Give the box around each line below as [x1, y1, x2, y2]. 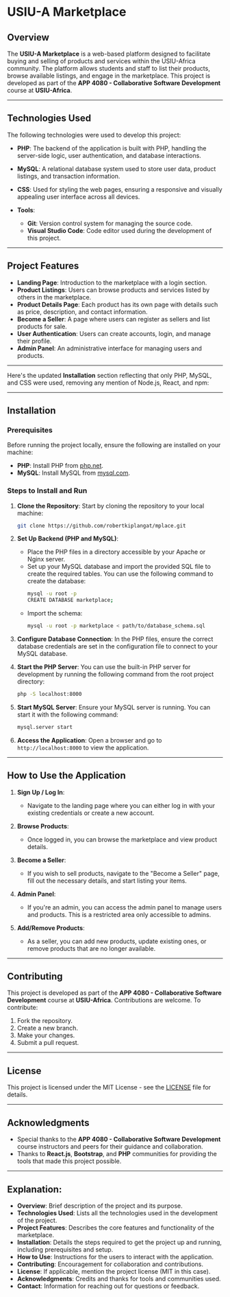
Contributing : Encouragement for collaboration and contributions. [16, 1260, 204, 1268]
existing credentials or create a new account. [27, 809, 155, 817]
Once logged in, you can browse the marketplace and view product [27, 835, 218, 844]
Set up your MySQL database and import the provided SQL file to [27, 563, 211, 571]
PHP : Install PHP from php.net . [16, 462, 104, 470]
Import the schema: [27, 609, 83, 618]
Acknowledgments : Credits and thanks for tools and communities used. [16, 1274, 221, 1283]
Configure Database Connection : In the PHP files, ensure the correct [16, 635, 214, 643]
